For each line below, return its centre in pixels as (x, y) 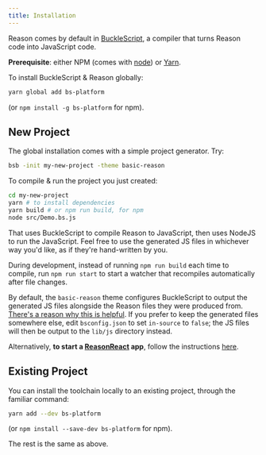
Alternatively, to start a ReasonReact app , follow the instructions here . (123, 346)
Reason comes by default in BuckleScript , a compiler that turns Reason (124, 38)
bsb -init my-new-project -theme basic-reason (87, 166)
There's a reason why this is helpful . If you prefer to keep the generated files (133, 314)
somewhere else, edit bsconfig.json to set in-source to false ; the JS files (129, 322)
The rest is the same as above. (58, 444)
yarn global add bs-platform (56, 92)
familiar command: (39, 399)
